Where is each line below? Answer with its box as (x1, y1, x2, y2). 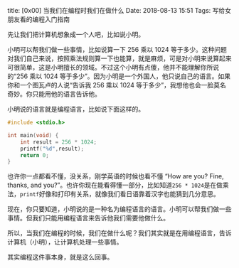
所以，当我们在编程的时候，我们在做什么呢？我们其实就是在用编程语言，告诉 (7, 229, 232, 237)
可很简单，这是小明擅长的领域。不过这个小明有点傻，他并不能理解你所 (7, 63, 213, 71)
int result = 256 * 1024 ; (20, 138, 97, 146)
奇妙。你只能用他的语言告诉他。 (7, 90, 101, 98)
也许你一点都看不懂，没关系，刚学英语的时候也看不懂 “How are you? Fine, (7, 172, 224, 181)
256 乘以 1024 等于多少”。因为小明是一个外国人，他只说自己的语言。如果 (16, 72, 231, 80)
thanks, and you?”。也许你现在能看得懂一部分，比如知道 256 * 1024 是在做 (7, 181, 223, 190)
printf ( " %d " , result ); (20, 145, 84, 152)
